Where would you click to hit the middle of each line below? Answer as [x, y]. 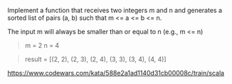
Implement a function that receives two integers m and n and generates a [115, 10]
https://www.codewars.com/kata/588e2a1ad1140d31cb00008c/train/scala [116, 73]
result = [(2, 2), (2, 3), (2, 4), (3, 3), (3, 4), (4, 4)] [95, 59]
